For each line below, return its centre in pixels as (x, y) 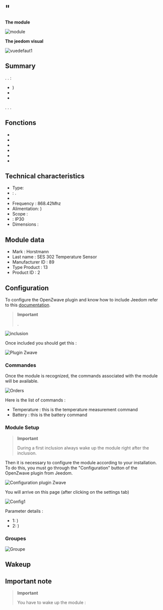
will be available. (22, 381)
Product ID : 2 (26, 272)
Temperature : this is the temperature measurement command (75, 410)
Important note (28, 581)
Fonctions (21, 123)
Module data (25, 240)
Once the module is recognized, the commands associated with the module (81, 376)
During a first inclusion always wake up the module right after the (83, 448)
